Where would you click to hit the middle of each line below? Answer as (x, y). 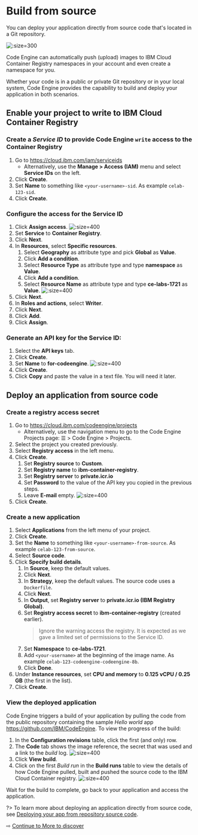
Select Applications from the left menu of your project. (83, 530)
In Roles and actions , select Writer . (59, 303)
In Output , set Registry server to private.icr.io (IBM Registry (99, 600)
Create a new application (43, 517)
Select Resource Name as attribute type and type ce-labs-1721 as (106, 284)
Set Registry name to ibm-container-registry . (81, 470)
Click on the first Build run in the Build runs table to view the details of (101, 766)
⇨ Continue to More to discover (45, 825)
